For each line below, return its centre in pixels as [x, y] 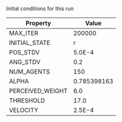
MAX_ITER [24, 33]
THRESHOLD [27, 100]
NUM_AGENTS [29, 72]
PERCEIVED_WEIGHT [38, 91]
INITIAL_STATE [30, 43]
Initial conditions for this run [40, 9]
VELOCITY [24, 110]
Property [38, 23]
